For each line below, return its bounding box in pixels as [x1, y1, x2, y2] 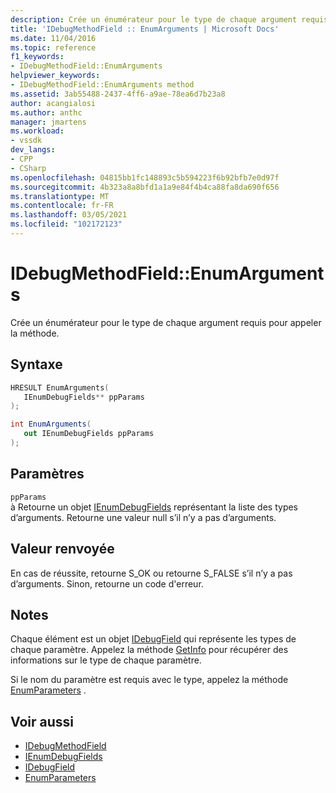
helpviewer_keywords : [10, 71, 101, 81]
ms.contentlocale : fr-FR [10, 201, 114, 211]
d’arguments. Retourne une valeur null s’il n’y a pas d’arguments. [10, 511, 277, 523]
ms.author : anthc [10, 107, 83, 118]
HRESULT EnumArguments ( [10, 382, 110, 393]
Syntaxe [10, 356, 63, 373]
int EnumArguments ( [10, 419, 92, 430]
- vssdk [10, 136, 43, 146]
